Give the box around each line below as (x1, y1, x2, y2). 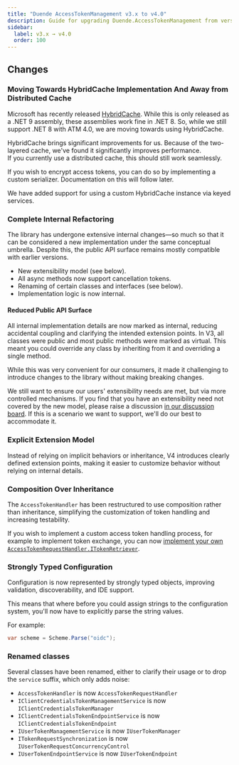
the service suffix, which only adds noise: (7, 675, 130, 684)
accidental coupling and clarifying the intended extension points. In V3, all (7, 329, 224, 338)
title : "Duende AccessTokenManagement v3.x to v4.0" (7, 10, 167, 18)
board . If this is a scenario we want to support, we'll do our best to (7, 410, 202, 418)
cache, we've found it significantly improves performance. (31, 146, 201, 154)
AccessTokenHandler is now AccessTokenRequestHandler (17, 689, 178, 697)
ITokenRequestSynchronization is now (17, 734, 128, 743)
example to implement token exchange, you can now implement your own (7, 537, 223, 545)
